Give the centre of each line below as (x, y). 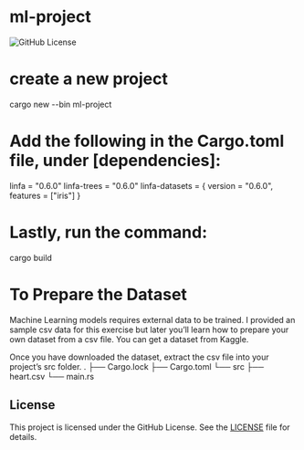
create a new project (89, 79)
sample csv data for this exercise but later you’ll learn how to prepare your (149, 330)
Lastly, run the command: (109, 232)
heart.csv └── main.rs (52, 376)
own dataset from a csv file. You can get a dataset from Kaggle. (129, 339)
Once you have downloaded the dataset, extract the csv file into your (139, 357)
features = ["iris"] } (45, 195)
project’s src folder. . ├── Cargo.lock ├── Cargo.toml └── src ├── (137, 366)
